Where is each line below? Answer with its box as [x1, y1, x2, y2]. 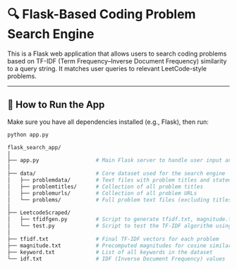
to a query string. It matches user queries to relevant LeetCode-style [7, 64, 207, 73]
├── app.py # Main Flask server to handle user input [7, 157, 222, 164]
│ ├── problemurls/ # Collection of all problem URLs [7, 189, 197, 196]
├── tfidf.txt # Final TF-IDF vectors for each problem [7, 235, 219, 242]
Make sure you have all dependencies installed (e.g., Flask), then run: [7, 118, 209, 126]
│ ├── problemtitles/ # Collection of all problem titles [7, 183, 203, 190]
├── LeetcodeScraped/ [7, 209, 71, 216]
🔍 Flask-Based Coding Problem [7, 6, 196, 23]
